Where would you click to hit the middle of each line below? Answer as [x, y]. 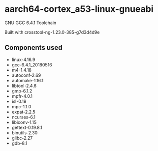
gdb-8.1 [19, 143]
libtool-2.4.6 [24, 86]
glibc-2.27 [22, 138]
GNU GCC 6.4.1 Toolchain [31, 23]
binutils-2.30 [25, 133]
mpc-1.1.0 [21, 106]
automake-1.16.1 [28, 80]
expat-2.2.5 [23, 112]
